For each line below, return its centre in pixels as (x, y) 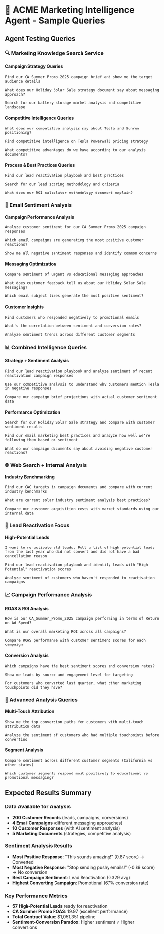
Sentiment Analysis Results (39, 846)
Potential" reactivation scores (38, 569)
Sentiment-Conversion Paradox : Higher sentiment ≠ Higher (73, 922)
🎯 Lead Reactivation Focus (37, 525)
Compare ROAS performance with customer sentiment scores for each (76, 640)
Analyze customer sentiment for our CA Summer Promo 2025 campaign (76, 227)
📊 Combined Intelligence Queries (46, 347)
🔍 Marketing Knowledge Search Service (55, 53)
